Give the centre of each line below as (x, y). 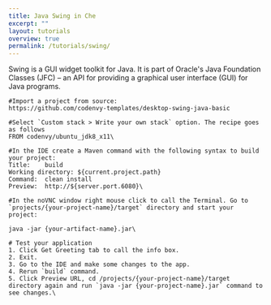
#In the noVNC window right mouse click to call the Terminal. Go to (129, 201)
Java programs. (34, 87)
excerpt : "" (28, 24)
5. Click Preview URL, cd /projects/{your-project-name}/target (119, 279)
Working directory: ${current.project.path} (85, 172)
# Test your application (50, 243)
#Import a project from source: (63, 101)
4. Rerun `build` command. (54, 272)
